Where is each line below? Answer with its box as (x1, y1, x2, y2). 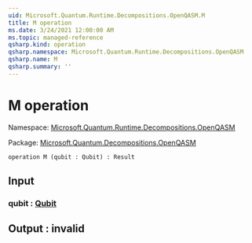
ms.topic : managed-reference (8, 33, 104, 42)
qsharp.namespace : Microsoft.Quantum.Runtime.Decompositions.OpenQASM (8, 48, 244, 56)
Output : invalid (8, 222, 85, 236)
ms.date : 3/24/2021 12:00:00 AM (8, 26, 114, 34)
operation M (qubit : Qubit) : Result (8, 153, 135, 161)
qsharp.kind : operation (8, 41, 86, 49)
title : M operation (8, 19, 72, 27)
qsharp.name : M (8, 56, 58, 64)
